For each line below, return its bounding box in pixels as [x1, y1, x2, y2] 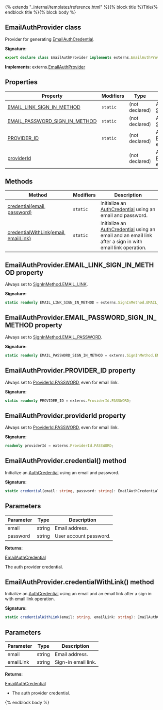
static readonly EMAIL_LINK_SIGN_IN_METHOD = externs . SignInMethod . [5, 300, 147, 305]
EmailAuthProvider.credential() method [5, 457, 127, 465]
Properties [5, 78, 38, 87]
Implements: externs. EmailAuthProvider [5, 64, 86, 70]
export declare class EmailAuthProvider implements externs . [5, 55, 131, 60]
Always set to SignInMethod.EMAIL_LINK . [5, 282, 88, 287]
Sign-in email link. [54, 659, 96, 666]
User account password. [54, 532, 111, 539]
